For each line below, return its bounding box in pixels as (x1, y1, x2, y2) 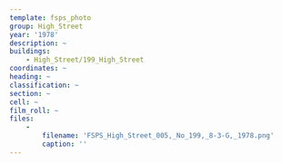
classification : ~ (9, 81, 79, 90)
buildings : (9, 47, 51, 56)
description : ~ (9, 38, 67, 48)
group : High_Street (9, 22, 84, 31)
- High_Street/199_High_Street (25, 55, 145, 64)
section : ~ (9, 89, 51, 98)
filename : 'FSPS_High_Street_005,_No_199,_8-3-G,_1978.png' (42, 131, 275, 140)
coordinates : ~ (9, 64, 67, 73)
